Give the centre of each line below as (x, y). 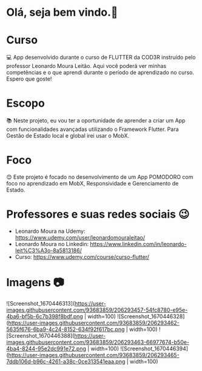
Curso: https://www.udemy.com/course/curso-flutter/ (82, 256)
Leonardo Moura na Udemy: (50, 231)
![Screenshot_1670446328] (151, 316)
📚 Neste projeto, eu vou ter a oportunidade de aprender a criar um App (96, 121)
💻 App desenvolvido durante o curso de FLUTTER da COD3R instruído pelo (101, 58)
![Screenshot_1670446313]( (41, 303)
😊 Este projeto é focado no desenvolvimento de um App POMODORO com (100, 177)
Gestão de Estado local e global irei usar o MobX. (68, 136)
